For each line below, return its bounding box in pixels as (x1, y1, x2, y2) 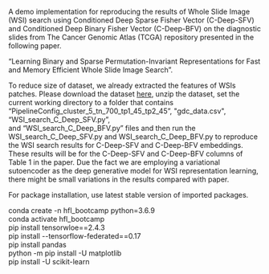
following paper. (8, 41, 62, 51)
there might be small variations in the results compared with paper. (8, 174, 230, 184)
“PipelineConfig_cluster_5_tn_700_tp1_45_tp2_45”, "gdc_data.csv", (8, 106, 226, 116)
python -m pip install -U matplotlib (8, 248, 122, 258)
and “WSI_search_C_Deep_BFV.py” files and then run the (8, 124, 196, 133)
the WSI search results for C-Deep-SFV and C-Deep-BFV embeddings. (8, 141, 243, 149)
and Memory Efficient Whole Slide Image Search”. (8, 65, 173, 75)
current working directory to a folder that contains (8, 98, 174, 107)
